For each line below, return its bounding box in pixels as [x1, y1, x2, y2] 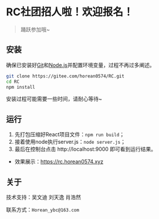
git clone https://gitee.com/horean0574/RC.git [6, 73, 125, 79]
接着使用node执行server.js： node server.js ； [14, 139, 126, 146]
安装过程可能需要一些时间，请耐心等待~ [6, 95, 103, 103]
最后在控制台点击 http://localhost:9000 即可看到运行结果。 [14, 146, 157, 153]
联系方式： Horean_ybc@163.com [6, 206, 79, 213]
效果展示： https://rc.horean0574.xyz [14, 158, 104, 165]
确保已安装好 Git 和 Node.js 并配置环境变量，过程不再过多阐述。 [6, 61, 155, 68]
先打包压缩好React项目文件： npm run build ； [14, 131, 125, 138]
